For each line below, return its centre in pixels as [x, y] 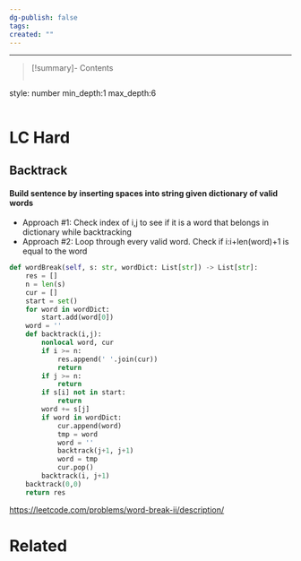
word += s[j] [66, 410]
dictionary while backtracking [77, 232]
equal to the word [55, 251]
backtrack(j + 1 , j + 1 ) [95, 451]
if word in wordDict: [82, 418]
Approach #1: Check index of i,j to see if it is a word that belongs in [146, 223]
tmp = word [77, 434]
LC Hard [39, 138]
